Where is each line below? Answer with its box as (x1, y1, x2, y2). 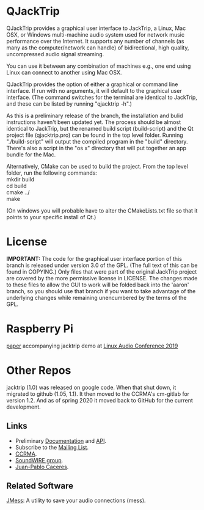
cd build (6, 182, 27, 189)
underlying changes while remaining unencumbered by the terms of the (6, 294, 187, 301)
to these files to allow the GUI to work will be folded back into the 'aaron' (6, 281, 189, 288)
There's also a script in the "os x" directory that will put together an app (6, 144, 187, 151)
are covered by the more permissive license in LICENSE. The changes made (6, 274, 198, 282)
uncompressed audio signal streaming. (6, 50, 104, 57)
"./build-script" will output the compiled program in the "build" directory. (6, 137, 188, 145)
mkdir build (6, 175, 35, 183)
